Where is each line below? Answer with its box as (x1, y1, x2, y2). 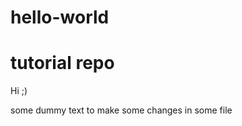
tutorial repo (10, 52, 115, 75)
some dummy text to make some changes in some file (10, 104, 233, 116)
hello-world (10, 6, 110, 29)
